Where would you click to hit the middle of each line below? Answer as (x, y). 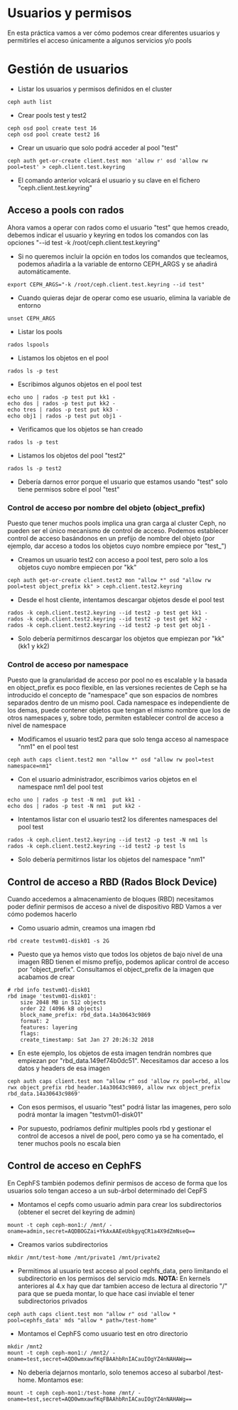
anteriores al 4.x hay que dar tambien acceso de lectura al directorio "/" (123, 1286)
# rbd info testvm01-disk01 (49, 990)
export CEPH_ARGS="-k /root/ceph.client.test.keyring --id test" (106, 284)
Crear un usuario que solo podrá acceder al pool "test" (98, 147)
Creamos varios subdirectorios (63, 1244)
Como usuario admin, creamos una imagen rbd (86, 928)
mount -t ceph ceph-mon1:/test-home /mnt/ (71, 1393)
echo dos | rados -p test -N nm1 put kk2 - (74, 807)
